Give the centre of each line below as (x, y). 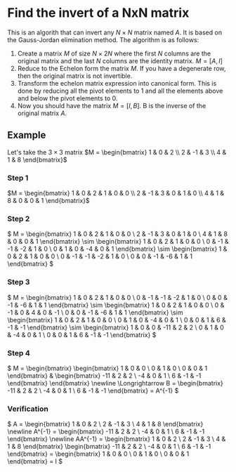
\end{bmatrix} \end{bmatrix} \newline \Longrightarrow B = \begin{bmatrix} (115, 383)
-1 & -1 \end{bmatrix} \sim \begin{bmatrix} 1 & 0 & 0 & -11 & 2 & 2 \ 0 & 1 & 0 (116, 327)
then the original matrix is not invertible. (75, 76)
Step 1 (18, 178)
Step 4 (19, 353)
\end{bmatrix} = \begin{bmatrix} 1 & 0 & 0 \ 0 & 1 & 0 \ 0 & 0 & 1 (98, 454)
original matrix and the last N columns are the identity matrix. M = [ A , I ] (120, 60)
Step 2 (19, 218)
